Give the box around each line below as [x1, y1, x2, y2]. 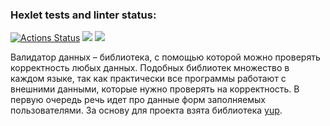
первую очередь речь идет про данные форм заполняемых [10, 94, 266, 106]
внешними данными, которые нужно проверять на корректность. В [10, 83, 300, 95]
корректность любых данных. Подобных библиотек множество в [10, 62, 290, 74]
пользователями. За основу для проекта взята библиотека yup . [10, 104, 283, 117]
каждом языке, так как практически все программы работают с [10, 73, 287, 85]
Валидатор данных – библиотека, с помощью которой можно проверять [10, 51, 321, 63]
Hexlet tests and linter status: [10, 8, 157, 22]
